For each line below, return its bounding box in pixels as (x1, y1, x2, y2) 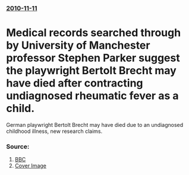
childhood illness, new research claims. (6, 128, 103, 135)
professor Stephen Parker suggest (6, 52, 180, 65)
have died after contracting (6, 77, 144, 90)
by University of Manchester (6, 39, 150, 52)
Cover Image (14, 162, 46, 170)
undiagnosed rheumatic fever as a (6, 89, 179, 103)
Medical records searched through (6, 26, 181, 40)
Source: (6, 142, 30, 151)
